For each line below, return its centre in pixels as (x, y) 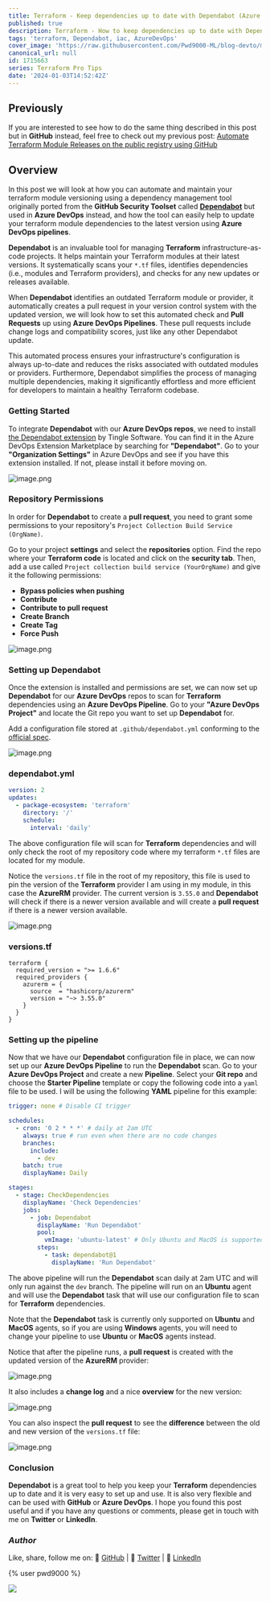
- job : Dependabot (60, 1217)
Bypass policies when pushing (72, 590)
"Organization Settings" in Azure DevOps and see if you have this (119, 454)
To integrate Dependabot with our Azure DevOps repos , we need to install (132, 428)
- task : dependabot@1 (80, 1255)
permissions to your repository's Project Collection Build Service (121, 525)
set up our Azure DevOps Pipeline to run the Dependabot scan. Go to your (133, 1066)
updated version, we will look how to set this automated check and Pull (126, 315)
